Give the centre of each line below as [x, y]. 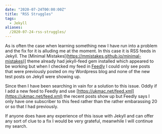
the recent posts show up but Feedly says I [107, 96]
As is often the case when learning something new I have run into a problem [81, 46]
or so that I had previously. [32, 106]
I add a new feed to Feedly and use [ [42, 91]
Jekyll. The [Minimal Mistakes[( [36, 56]
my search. [16, 126]
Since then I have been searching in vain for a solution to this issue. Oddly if [81, 86]
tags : [10, 18]
